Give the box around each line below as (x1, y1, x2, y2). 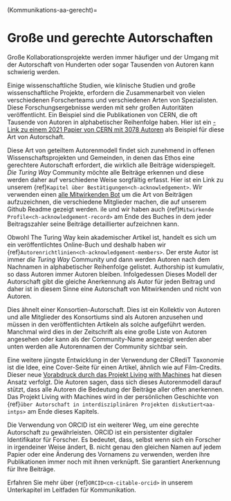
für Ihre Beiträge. (7, 464, 56, 473)
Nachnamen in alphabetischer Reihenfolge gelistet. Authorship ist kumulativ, (7, 263, 225, 271)
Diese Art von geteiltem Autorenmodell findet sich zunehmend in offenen (7, 146, 215, 155)
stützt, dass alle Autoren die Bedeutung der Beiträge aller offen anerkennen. (7, 385, 224, 394)
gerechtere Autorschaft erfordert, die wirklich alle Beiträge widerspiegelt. (7, 161, 216, 169)
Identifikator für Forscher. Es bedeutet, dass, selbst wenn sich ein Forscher (7, 435, 221, 443)
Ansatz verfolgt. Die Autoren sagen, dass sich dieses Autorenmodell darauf (7, 378, 221, 386)
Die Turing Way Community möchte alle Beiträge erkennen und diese (7, 168, 204, 176)
